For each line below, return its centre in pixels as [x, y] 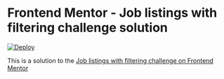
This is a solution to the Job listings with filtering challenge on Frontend [111, 60]
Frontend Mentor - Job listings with [112, 13]
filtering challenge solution [88, 28]
